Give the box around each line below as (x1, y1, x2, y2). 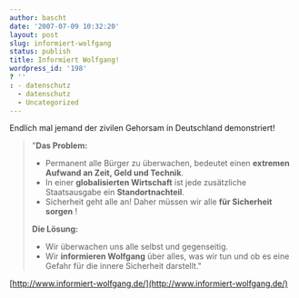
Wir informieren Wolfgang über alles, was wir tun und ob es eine (45, 251, 290, 262)
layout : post (9, 30, 59, 39)
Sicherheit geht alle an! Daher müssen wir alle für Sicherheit (45, 196, 273, 207)
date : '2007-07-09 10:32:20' (9, 22, 120, 31)
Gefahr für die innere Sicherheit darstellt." (45, 261, 202, 272)
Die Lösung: (31, 223, 79, 234)
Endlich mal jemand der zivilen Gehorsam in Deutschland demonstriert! (9, 123, 275, 134)
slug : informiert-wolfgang (9, 38, 112, 48)
